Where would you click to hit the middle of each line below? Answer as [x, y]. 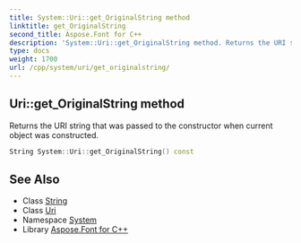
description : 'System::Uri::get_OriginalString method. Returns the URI [148, 43]
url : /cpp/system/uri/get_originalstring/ [90, 68]
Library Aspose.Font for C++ [75, 230]
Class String [45, 201]
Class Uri [39, 211]
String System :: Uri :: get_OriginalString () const [102, 152]
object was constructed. [54, 135]
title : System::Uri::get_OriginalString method [100, 17]
